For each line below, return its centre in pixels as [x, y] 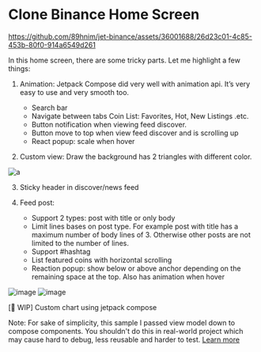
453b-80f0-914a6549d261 [52, 44]
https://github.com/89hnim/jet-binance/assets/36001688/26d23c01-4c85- [130, 36]
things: [19, 68]
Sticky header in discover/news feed [79, 187]
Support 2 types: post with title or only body [103, 218]
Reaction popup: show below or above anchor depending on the [136, 268]
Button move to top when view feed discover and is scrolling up [135, 133]
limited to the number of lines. [80, 243]
